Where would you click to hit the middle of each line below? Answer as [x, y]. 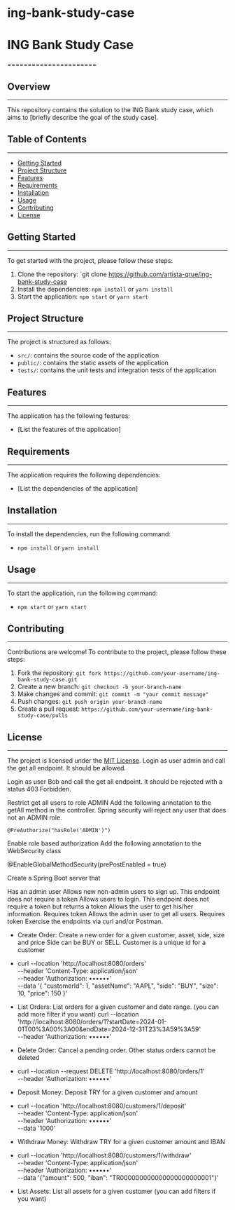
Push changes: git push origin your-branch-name [90, 702]
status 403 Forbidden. [39, 789]
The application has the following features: [69, 416]
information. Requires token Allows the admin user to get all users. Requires [116, 914]
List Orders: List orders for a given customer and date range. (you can [118, 1007]
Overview [29, 87]
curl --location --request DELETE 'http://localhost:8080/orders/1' [111, 1071]
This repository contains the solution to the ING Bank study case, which [111, 109]
